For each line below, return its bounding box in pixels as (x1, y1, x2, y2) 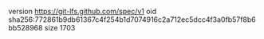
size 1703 (44, 23, 76, 32)
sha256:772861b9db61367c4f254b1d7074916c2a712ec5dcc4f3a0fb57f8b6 (8, 15, 257, 24)
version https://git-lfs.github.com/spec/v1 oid (8, 7, 157, 16)
